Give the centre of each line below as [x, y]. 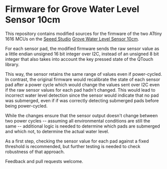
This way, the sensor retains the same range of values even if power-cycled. [83, 74]
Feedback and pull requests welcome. [44, 161]
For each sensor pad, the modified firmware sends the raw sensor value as [82, 48]
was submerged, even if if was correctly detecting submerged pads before [82, 100]
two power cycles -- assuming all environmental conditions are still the [78, 121]
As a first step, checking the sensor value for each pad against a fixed [77, 141]
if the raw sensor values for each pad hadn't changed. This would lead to [80, 90]
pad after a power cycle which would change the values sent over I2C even [83, 84]
